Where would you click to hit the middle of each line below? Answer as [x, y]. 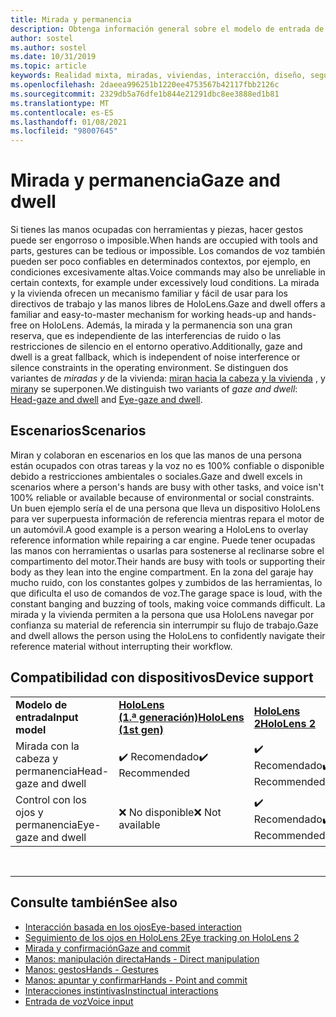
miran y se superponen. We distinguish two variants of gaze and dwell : [154, 389]
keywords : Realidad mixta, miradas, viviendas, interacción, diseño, [158, 76]
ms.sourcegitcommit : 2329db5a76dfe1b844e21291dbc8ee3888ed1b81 [145, 94]
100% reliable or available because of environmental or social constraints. [162, 497]
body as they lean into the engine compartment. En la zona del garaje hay [162, 572]
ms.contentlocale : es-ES [62, 112]
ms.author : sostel [48, 47]
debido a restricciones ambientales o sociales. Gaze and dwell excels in [156, 476]
